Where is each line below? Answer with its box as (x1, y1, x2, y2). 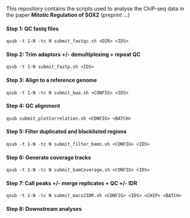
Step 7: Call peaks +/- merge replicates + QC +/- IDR (6, 179, 138, 186)
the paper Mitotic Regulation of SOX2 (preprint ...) (6, 11, 130, 18)
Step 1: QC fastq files (6, 25, 59, 32)
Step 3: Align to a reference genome (6, 77, 97, 83)
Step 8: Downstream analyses (6, 205, 82, 213)
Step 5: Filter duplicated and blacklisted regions (6, 128, 127, 135)
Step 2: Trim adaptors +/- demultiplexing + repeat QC (6, 51, 141, 58)
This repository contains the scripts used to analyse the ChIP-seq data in (6, 5, 185, 12)
